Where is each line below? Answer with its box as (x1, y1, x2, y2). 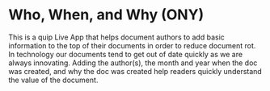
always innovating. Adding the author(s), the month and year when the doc (8, 58, 258, 68)
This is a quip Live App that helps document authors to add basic (8, 32, 225, 42)
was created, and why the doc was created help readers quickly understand (8, 66, 263, 76)
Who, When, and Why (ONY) (8, 6, 205, 24)
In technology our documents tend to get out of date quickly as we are (8, 49, 243, 59)
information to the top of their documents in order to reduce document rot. (8, 40, 256, 50)
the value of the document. (8, 75, 99, 85)
